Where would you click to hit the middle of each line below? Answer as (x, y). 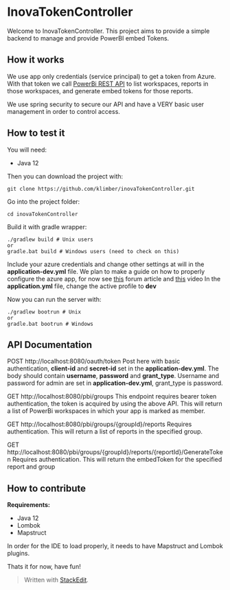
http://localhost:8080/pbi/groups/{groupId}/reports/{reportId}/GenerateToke (115, 452)
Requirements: (28, 505)
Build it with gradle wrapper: (47, 226)
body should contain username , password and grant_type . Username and (113, 376)
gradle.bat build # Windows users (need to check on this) (93, 251)
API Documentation (50, 345)
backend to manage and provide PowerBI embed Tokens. (88, 38)
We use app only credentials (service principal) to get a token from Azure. (112, 76)
